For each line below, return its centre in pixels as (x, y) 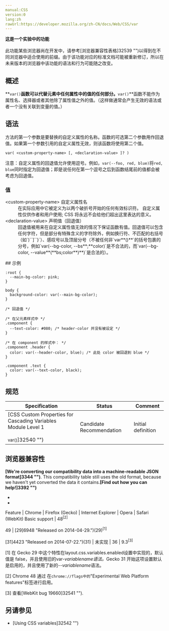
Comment (148, 406)
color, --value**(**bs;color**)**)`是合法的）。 (64, 253)
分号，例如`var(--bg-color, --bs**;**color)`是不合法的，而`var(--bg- (88, 246)
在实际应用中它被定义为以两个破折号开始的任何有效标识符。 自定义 (87, 208)
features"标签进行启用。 (30, 582)
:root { (13, 273)
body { (12, 290)
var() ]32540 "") (26, 440)
